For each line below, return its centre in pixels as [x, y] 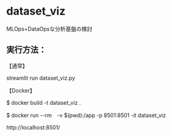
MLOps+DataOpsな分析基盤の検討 [49, 29]
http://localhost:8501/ [33, 127]
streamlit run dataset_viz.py [41, 78]
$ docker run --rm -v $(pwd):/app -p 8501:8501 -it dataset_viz [86, 115]
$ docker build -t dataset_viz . [44, 102]
